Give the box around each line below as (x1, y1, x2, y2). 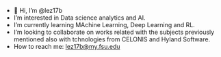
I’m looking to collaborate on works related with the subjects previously (13, 28, 215, 36)
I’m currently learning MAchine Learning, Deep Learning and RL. (13, 21, 195, 28)
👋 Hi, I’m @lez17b (13, 7, 63, 14)
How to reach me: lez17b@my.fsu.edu (13, 43, 121, 50)
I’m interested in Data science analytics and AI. (13, 14, 146, 22)
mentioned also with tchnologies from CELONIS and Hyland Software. (13, 35, 211, 43)
